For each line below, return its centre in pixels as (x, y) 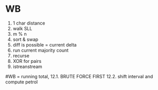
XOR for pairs (27, 61)
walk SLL (22, 28)
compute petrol (22, 82)
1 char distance (29, 23)
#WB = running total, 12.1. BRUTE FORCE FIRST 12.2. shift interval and (79, 76)
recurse (21, 55)
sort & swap (25, 39)
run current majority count (41, 50)
